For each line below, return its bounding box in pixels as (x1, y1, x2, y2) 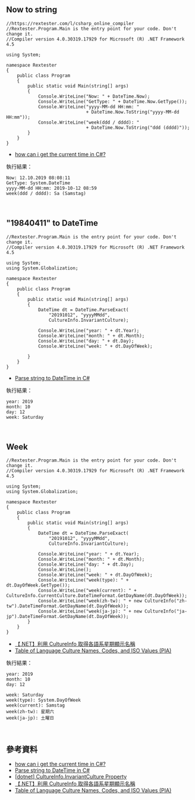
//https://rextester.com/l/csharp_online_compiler (6, 20, 134, 26)
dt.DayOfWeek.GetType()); (6, 582, 70, 588)
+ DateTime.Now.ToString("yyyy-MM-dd (86, 109, 180, 115)
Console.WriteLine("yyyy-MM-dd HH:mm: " (37, 103, 140, 109)
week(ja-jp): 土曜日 (6, 715, 55, 721)
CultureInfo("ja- (144, 608, 187, 614)
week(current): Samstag (6, 702, 65, 708)
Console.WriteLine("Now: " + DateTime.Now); (37, 93, 150, 99)
